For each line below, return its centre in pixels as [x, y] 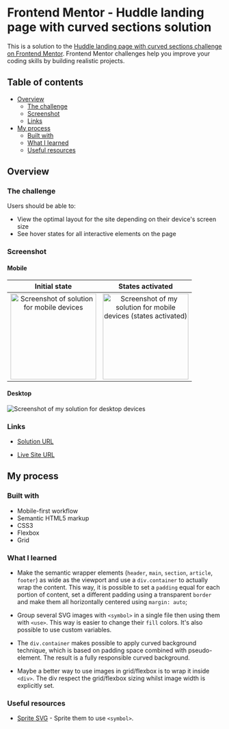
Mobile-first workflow [48, 511]
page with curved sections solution [109, 27]
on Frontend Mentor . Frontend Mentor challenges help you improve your [109, 54]
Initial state [53, 286]
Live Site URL [36, 455]
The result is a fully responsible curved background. [117, 658]
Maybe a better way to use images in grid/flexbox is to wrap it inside [113, 671]
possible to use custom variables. [64, 630]
